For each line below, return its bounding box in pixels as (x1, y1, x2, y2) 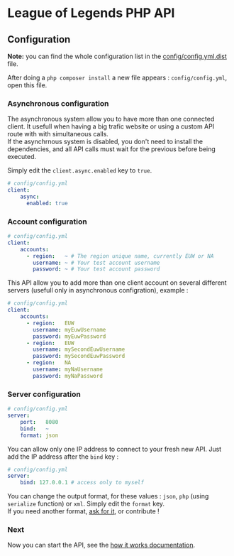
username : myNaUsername (33, 366, 103, 374)
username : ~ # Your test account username (33, 259, 160, 266)
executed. (7, 153, 37, 161)
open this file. (7, 81, 48, 89)
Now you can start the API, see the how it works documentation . (7, 541, 196, 550)
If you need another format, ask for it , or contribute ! (7, 507, 160, 516)
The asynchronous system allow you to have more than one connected (7, 115, 215, 124)
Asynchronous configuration (7, 98, 109, 108)
